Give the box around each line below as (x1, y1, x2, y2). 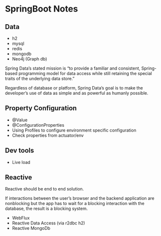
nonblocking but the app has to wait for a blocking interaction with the (5, 201, 145, 206)
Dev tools (5, 147, 34, 155)
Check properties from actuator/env (12, 132, 84, 138)
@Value (12, 117, 28, 123)
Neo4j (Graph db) (12, 56, 47, 61)
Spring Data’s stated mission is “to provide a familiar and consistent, (5, 65, 141, 71)
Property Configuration (5, 104, 77, 112)
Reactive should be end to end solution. (5, 186, 84, 192)
